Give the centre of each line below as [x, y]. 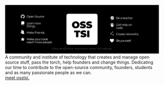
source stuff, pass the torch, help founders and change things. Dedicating [79, 62]
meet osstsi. [17, 78]
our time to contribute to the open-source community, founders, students [79, 67]
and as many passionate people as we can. [48, 72]
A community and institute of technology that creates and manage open [77, 57]
